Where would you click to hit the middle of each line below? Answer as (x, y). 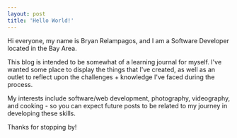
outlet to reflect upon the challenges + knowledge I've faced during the (111, 77)
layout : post (27, 14)
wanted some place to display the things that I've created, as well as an (111, 69)
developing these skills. (41, 113)
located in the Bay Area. (42, 48)
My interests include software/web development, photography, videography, (119, 98)
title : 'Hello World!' (41, 21)
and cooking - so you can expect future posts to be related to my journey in (117, 105)
